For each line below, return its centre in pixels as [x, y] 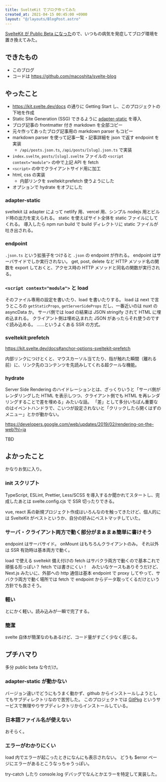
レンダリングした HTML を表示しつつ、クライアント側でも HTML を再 [76, 396]
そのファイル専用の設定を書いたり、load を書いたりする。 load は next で [80, 299]
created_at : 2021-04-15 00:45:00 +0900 [46, 14]
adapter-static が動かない [36, 682]
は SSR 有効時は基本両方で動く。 [39, 550]
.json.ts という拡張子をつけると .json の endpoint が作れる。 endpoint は [81, 255]
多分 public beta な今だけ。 [33, 667]
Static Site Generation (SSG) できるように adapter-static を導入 [77, 119]
